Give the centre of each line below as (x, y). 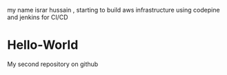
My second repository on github (53, 64)
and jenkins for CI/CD (38, 17)
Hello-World (43, 45)
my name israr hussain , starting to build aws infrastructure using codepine (113, 10)
